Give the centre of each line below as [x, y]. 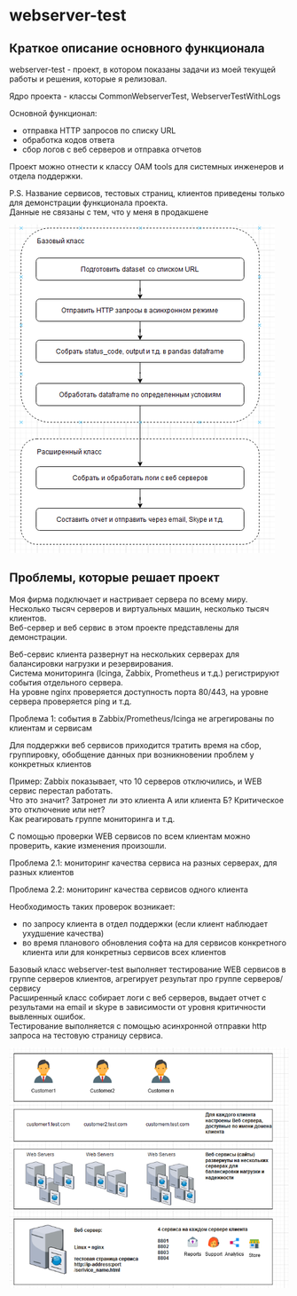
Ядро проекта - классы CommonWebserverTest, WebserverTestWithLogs [145, 96]
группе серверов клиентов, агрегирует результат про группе [125, 978]
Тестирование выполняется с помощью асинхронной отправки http [138, 1025]
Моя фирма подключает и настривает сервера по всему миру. [129, 599]
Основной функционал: [53, 113]
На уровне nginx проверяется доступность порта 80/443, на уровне [139, 691]
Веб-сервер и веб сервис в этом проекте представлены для [124, 628]
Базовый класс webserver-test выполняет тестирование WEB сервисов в [148, 969]
